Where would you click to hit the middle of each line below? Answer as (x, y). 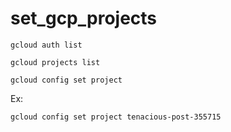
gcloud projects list (55, 62)
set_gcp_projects (84, 18)
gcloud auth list (46, 45)
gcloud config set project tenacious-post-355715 (116, 117)
